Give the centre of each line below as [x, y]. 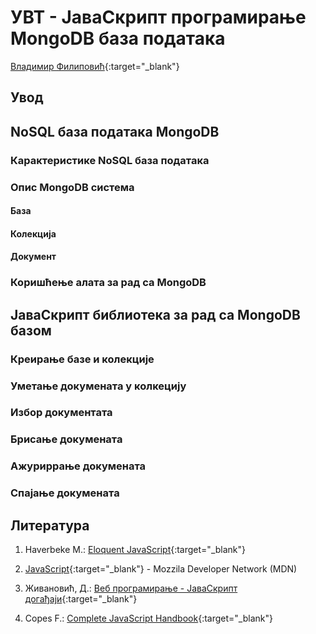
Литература [50, 525]
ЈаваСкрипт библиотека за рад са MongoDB [155, 314]
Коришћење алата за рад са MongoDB [108, 283]
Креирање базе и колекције [82, 359]
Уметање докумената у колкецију [98, 386]
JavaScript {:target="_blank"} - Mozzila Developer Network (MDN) [161, 569]
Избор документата [61, 413]
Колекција [33, 233]
